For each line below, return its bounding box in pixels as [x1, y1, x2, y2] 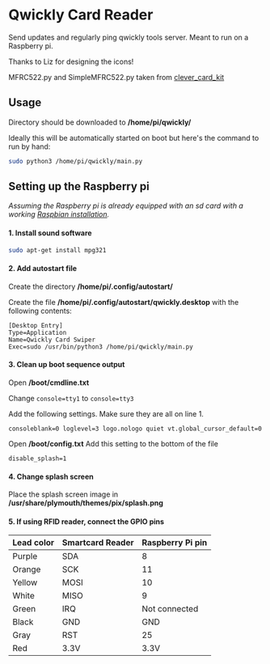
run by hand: [8, 142, 51, 151]
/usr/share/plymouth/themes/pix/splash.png [8, 498, 164, 508]
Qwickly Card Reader [8, 6, 154, 24]
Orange [12, 564, 41, 575]
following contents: [8, 306, 73, 315]
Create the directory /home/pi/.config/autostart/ [8, 281, 174, 291]
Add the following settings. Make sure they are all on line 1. [8, 408, 205, 418]
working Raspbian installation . [8, 209, 110, 219]
